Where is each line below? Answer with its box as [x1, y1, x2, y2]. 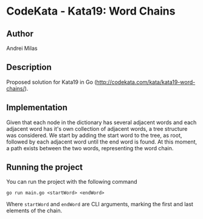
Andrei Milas [6, 44, 38, 52]
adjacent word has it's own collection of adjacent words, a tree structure [6, 125, 188, 132]
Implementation [6, 102, 68, 113]
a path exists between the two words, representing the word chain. [6, 144, 174, 151]
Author [6, 29, 33, 39]
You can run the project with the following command [6, 178, 137, 186]
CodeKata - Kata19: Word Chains [6, 4, 176, 18]
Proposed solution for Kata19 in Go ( [6, 78, 97, 86]
